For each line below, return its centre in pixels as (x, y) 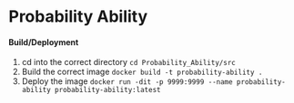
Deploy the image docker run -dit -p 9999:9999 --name (127, 81)
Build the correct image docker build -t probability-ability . (142, 72)
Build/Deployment (44, 42)
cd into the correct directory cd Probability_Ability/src (128, 62)
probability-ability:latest (108, 90)
